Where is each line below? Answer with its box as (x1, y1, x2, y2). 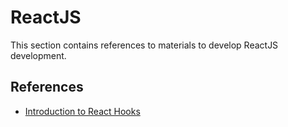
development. (10, 49, 67, 61)
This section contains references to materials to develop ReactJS (10, 39, 279, 51)
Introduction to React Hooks (24, 105, 141, 117)
